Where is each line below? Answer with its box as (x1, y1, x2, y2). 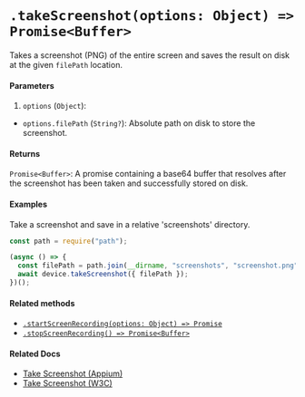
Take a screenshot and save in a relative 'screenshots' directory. (9, 218, 251, 229)
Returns (9, 148, 41, 159)
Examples (9, 198, 48, 209)
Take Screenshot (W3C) (22, 378, 113, 389)
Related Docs (9, 348, 61, 359)
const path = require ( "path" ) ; (9, 237, 128, 246)
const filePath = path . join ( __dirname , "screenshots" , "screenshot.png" (17, 261, 299, 270)
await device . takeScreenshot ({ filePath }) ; (17, 270, 189, 279)
